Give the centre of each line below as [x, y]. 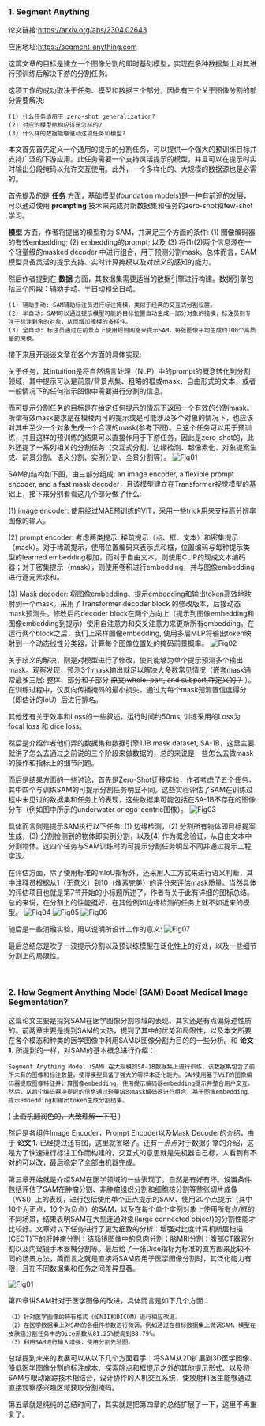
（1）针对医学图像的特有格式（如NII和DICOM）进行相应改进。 [95, 1317]
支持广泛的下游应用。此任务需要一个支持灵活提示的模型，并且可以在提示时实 [132, 159]
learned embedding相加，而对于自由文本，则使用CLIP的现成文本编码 [134, 557]
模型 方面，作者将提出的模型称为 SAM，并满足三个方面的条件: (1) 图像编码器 [132, 233]
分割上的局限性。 [36, 956]
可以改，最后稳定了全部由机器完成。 [80, 1162]
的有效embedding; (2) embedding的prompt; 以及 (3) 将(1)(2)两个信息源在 [126, 242]
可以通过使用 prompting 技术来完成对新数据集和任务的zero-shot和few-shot [131, 206]
